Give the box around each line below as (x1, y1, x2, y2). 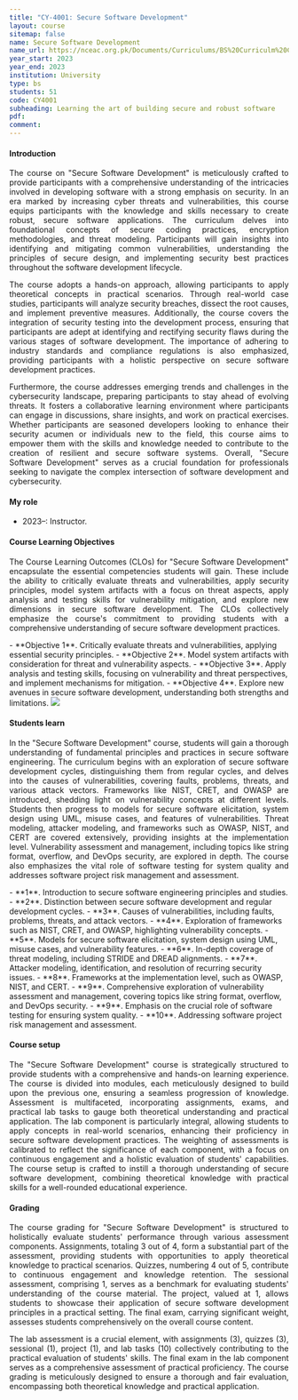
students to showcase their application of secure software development (9, 1298, 289, 1308)
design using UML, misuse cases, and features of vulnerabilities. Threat (9, 812, 289, 823)
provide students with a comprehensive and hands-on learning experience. (9, 1068, 289, 1080)
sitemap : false (9, 29, 66, 38)
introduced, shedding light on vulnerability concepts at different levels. (9, 794, 289, 804)
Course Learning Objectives (9, 537, 115, 547)
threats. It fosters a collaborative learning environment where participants (9, 401, 289, 412)
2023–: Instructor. (21, 516, 88, 527)
